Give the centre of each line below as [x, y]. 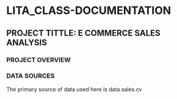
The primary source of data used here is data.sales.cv [74, 89]
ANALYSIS [27, 42]
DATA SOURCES [31, 76]
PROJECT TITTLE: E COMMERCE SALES [83, 33]
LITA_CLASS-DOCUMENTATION [89, 11]
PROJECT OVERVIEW [39, 60]
